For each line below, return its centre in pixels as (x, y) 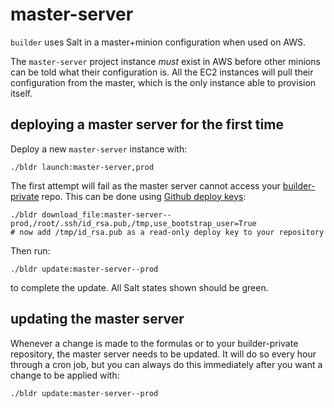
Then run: (30, 250)
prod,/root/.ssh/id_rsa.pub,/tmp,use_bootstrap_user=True (133, 223)
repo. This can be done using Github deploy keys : (144, 196)
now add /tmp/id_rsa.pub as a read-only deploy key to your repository (172, 232)
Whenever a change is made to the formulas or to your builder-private (154, 343)
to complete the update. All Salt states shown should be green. (139, 287)
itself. (21, 93)
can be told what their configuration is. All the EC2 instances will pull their (162, 72)
